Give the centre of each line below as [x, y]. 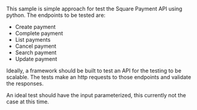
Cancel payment [36, 46]
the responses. [25, 83]
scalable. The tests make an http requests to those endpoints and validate [99, 77]
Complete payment [39, 33]
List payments [33, 40]
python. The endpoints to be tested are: [56, 15]
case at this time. [28, 102]
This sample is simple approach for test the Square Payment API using [94, 9]
